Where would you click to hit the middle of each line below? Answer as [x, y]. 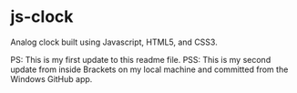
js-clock [42, 17]
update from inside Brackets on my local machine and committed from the [149, 69]
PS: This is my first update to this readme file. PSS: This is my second [141, 59]
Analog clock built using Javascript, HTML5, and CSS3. [114, 42]
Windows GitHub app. [51, 78]
